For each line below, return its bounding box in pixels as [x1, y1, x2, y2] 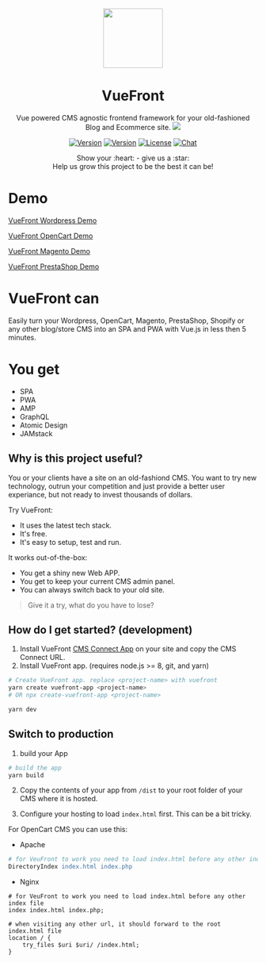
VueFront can [8, 290, 100, 308]
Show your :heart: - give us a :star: [76, 153, 190, 163]
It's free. [19, 528, 47, 539]
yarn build [8, 771, 44, 779]
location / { [8, 934, 51, 942]
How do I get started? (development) [8, 623, 193, 636]
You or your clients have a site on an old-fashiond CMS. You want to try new [8, 473, 257, 482]
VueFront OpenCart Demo [8, 231, 93, 240]
